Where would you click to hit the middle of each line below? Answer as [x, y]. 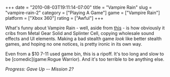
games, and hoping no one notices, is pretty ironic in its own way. [74, 44]
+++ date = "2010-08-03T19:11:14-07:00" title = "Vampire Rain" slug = [79, 7]
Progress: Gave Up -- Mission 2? [40, 69]
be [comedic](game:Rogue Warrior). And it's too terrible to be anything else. [85, 59]
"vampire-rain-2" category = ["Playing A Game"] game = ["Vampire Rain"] [83, 13]
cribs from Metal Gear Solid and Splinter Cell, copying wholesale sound [80, 33]
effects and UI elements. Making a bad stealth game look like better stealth [83, 38]
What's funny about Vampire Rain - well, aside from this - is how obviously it [85, 28]
